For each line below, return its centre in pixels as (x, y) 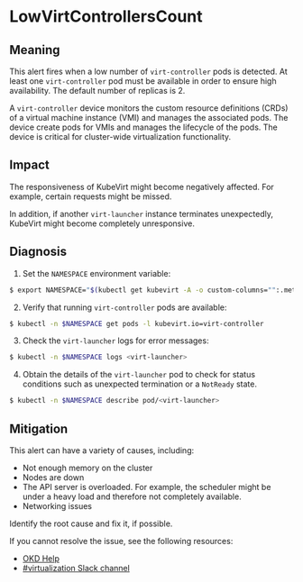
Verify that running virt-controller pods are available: (124, 307)
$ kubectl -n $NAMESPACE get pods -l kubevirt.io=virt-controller (137, 323)
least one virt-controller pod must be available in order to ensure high (143, 81)
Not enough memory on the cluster (87, 468)
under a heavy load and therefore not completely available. (132, 496)
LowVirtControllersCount (106, 17)
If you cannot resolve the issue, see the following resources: (121, 541)
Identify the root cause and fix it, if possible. (91, 523)
